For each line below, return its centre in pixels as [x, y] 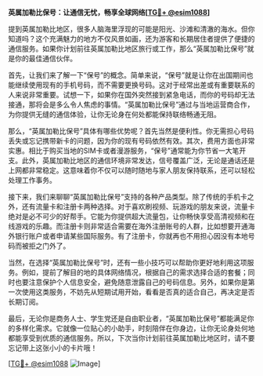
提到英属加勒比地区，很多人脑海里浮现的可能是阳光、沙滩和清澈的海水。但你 [131, 29]
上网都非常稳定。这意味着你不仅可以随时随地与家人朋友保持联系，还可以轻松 [131, 170]
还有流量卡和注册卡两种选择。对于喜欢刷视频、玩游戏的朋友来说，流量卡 [138, 206]
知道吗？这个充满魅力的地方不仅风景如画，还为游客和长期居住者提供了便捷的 [131, 39]
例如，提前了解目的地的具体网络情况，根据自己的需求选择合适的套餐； [135, 272]
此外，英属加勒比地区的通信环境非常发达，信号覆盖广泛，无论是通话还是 [138, 161]
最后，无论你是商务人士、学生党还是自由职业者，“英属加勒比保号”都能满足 [128, 318]
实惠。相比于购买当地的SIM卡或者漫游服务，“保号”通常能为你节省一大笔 [124, 151]
